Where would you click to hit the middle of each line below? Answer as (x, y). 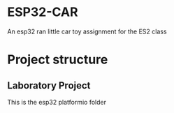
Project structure (58, 60)
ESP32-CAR (43, 12)
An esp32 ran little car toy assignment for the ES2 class (87, 31)
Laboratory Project (49, 85)
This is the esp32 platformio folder (57, 102)
